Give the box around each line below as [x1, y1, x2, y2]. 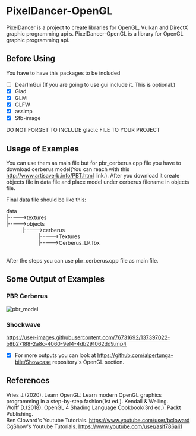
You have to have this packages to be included [6, 69, 121, 77]
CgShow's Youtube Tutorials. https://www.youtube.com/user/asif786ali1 [6, 423, 182, 430]
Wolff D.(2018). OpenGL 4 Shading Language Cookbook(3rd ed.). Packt [6, 404, 181, 411]
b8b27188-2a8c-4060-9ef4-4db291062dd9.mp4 [6, 340, 127, 347]
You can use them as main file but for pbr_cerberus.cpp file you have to [6, 159, 181, 166]
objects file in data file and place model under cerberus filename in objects [6, 178, 189, 185]
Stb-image [14, 115, 41, 122]
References [6, 375, 50, 386]
